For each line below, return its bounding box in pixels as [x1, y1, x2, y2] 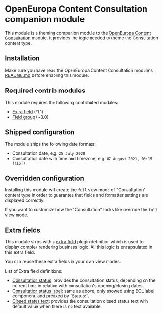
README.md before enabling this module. [5, 72, 89, 78]
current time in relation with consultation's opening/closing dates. [12, 283, 144, 288]
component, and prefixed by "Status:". [12, 293, 89, 299]
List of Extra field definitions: [5, 268, 63, 274]
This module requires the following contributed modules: [5, 99, 119, 105]
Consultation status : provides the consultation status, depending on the [12, 277, 156, 283]
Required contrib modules [5, 87, 86, 95]
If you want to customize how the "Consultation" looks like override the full [5, 207, 158, 213]
